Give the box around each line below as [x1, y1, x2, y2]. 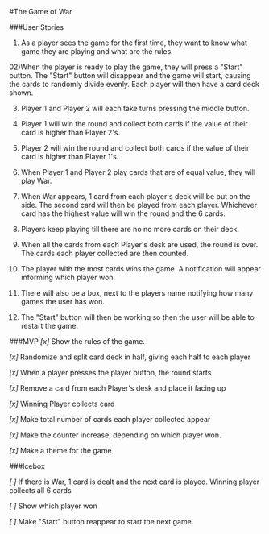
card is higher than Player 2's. [20, 128, 121, 137]
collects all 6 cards [9, 486, 72, 495]
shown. [9, 88, 34, 97]
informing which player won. [20, 273, 116, 282]
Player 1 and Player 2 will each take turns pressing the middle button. [20, 104, 250, 113]
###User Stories [9, 23, 64, 31]
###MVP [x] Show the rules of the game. [9, 337, 146, 346]
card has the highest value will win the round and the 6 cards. [20, 209, 226, 218]
